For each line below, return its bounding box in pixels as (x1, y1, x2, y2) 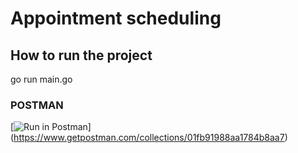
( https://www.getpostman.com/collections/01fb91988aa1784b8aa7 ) (10, 132, 288, 144)
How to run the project (10, 47, 153, 64)
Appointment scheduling (10, 7, 222, 30)
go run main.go (10, 73, 73, 85)
